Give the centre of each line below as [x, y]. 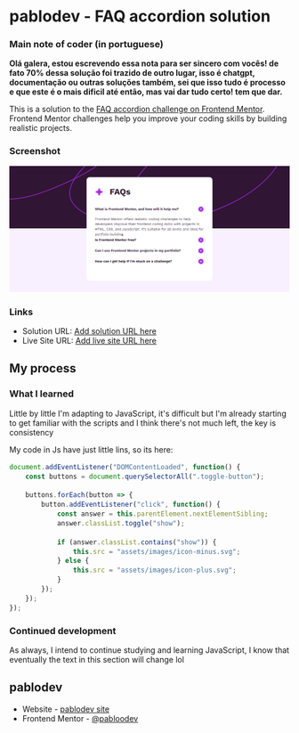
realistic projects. [41, 128]
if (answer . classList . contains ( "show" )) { [137, 542]
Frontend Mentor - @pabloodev [80, 718]
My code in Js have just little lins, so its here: [91, 449]
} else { [73, 561]
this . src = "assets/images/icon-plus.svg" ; [155, 570]
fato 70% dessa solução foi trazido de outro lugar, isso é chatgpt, [132, 73]
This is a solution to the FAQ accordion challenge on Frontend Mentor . [137, 110]
